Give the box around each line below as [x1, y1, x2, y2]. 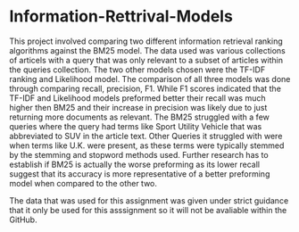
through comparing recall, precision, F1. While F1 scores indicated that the [9, 83, 281, 94]
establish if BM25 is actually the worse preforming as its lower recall [9, 159, 261, 170]
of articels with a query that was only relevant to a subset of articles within [9, 54, 284, 65]
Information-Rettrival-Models [9, 6, 234, 27]
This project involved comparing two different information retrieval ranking [9, 36, 283, 46]
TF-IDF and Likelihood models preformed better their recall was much [9, 92, 266, 104]
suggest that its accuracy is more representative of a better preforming [9, 168, 270, 179]
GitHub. [9, 214, 37, 225]
